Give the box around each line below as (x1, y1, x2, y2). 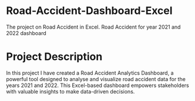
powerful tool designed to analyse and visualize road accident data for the (6, 75, 186, 82)
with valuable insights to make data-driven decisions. (6, 88, 135, 95)
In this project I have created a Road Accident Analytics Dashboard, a (6, 69, 174, 76)
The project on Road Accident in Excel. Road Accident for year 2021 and (6, 23, 181, 30)
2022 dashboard (6, 29, 47, 36)
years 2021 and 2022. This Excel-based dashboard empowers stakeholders (6, 82, 189, 89)
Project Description (6, 50, 103, 64)
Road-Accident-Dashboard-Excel (6, 4, 173, 18)
